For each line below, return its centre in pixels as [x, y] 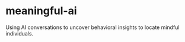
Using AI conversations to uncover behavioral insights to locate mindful [92, 27]
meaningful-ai [42, 11]
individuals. [20, 33]
